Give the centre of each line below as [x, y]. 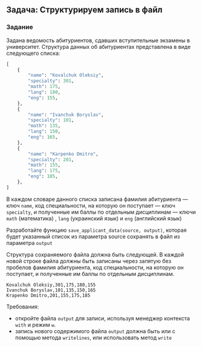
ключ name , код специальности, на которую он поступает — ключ [91, 205]
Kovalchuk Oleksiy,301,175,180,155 [51, 285]
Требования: [23, 307]
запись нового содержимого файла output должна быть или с [95, 331]
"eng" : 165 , [43, 137]
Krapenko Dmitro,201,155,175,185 [48, 295]
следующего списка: [33, 53]
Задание [20, 27]
